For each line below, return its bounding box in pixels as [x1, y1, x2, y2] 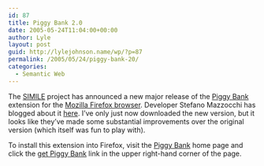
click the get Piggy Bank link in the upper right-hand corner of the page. [8, 149, 242, 158]
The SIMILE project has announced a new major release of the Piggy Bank [8, 91, 249, 101]
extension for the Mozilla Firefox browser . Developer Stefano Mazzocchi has [8, 100, 256, 109]
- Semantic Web [15, 70, 65, 78]
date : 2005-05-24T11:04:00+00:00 [8, 26, 118, 34]
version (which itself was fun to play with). [8, 125, 146, 135]
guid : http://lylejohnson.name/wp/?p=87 [8, 48, 143, 56]
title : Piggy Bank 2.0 [8, 19, 83, 27]
